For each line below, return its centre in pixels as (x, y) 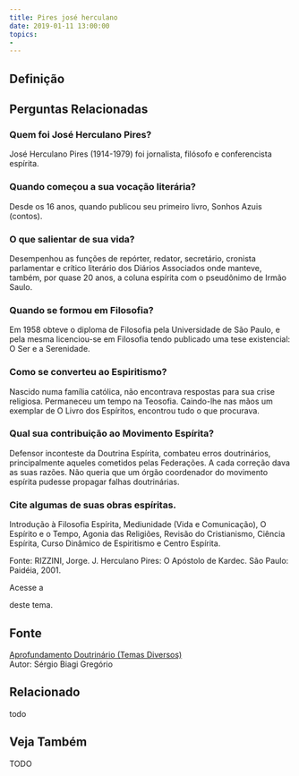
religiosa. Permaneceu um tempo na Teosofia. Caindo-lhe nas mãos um (141, 401)
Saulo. (21, 286)
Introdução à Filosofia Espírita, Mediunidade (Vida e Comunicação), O (138, 524)
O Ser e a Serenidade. (50, 349)
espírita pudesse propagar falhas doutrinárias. (94, 482)
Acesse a (26, 588)
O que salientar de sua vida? (73, 239)
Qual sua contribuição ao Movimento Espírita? (112, 433)
